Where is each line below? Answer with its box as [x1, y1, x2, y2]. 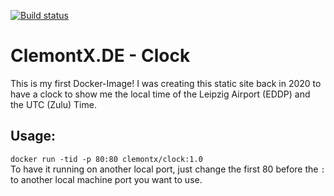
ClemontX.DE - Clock [10, 45, 191, 67]
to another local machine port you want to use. [10, 173, 203, 185]
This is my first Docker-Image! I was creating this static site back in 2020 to [10, 77, 322, 89]
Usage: [10, 128, 57, 145]
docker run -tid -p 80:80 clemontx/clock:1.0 [10, 154, 203, 164]
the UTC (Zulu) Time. [10, 98, 97, 110]
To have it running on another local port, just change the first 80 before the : [10, 163, 326, 175]
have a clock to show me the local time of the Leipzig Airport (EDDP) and [10, 88, 311, 100]
